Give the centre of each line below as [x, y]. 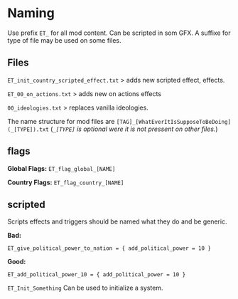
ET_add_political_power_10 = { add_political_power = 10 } [97, 275]
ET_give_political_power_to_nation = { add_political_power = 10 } [109, 248]
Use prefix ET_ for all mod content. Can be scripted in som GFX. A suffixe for [119, 33]
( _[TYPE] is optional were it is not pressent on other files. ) [134, 129]
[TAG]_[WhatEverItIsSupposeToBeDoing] [174, 122]
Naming [31, 13]
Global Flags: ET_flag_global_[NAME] [61, 168]
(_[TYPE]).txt [28, 130]
